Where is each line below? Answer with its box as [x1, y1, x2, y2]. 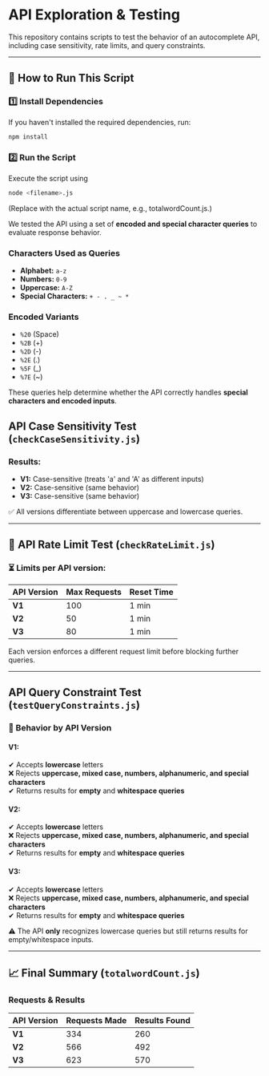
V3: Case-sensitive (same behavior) [19, 491, 140, 500]
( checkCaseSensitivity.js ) [8, 431, 140, 446]
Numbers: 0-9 [19, 274, 67, 284]
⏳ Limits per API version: [8, 563, 106, 574]
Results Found [134, 1015, 191, 1026]
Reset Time [129, 586, 174, 597]
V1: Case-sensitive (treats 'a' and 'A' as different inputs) [19, 474, 204, 483]
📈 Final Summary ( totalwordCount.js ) [8, 966, 200, 980]
